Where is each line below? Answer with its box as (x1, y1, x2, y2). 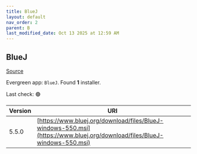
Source (6, 67, 23, 74)
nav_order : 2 (6, 19, 38, 25)
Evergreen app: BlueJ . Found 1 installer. (6, 78, 101, 85)
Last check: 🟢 (6, 90, 41, 97)
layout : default (6, 14, 46, 20)
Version (9, 107, 32, 115)
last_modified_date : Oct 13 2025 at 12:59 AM (6, 30, 119, 36)
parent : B (6, 25, 30, 31)
